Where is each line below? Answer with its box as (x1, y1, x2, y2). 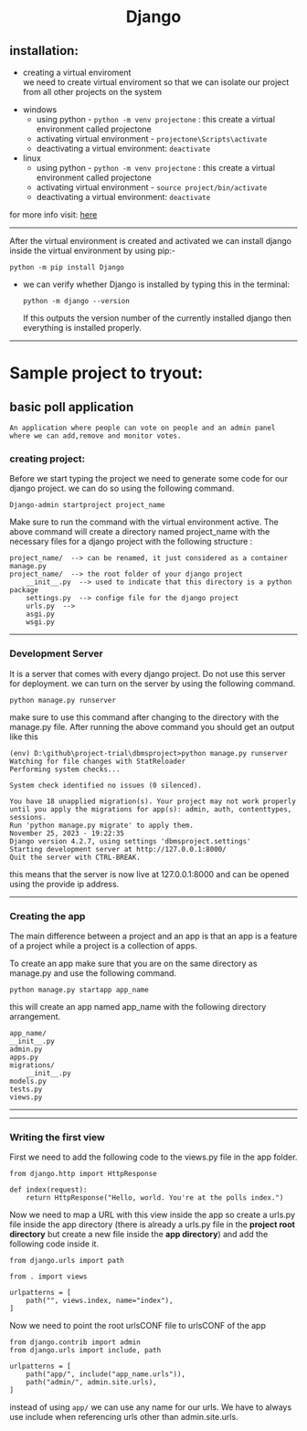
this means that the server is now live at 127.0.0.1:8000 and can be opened (9, 868, 290, 879)
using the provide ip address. (9, 878, 120, 889)
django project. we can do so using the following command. (9, 482, 235, 494)
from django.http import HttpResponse (9, 1170, 157, 1179)
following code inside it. (9, 1238, 99, 1249)
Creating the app (9, 909, 86, 922)
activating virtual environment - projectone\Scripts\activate (36, 133, 268, 143)
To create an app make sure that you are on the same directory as (9, 958, 258, 969)
